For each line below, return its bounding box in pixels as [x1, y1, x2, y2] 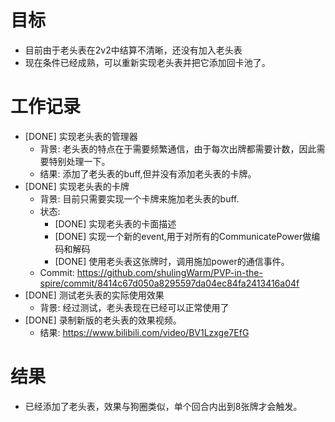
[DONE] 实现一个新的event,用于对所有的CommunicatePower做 [54, 230, 312, 242]
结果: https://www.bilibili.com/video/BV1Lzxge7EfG [39, 326, 250, 338]
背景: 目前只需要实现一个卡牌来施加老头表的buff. [39, 192, 240, 205]
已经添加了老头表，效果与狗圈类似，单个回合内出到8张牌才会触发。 [24, 400, 303, 412]
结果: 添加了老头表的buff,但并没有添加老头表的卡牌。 [39, 167, 257, 180]
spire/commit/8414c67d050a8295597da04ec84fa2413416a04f [39, 277, 300, 289]
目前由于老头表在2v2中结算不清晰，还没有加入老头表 [24, 44, 243, 56]
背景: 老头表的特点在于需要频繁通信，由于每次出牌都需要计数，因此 [39, 142, 317, 155]
